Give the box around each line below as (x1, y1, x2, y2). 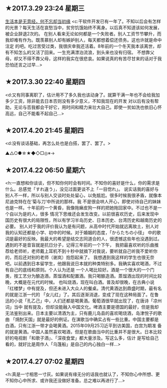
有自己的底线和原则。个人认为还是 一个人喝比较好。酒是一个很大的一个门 (5, 267, 155, 273)
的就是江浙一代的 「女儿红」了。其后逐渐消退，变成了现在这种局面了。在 (5, 292, 155, 298)
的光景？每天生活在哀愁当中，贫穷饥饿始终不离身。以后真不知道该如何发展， (5, 24, 162, 30)
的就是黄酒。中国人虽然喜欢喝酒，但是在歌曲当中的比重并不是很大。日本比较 (5, 329, 162, 335)
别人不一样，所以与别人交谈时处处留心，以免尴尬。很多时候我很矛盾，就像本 (5, 193, 162, 198)
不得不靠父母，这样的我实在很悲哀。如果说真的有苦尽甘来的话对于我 (22, 56, 162, 62)
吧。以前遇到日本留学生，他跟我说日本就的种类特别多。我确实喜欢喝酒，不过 (5, 260, 162, 266)
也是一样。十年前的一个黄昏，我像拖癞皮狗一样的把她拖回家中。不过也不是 (5, 205, 158, 211)
